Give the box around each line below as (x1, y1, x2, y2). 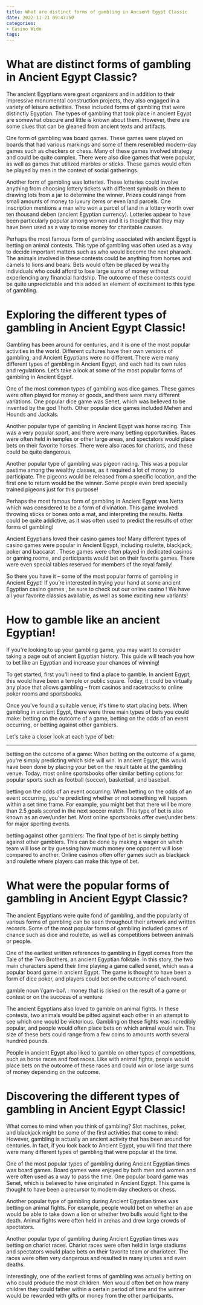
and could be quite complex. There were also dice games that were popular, (6, 154, 196, 161)
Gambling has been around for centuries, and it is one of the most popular (6, 341, 191, 348)
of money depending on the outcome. (6, 1068, 101, 1075)
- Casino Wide (6, 25, 42, 32)
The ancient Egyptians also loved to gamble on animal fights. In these (6, 1005, 179, 1012)
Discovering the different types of (6, 1090, 180, 1104)
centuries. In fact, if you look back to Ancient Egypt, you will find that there (6, 1141, 192, 1149)
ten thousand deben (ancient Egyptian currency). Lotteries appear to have (6, 210, 191, 218)
